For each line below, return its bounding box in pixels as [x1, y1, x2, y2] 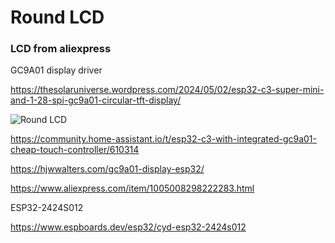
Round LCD [10, 6, 105, 29]
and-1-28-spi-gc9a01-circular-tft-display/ [10, 94, 182, 106]
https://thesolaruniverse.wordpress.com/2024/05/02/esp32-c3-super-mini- [10, 84, 325, 96]
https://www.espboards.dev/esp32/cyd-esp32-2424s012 [10, 221, 247, 233]
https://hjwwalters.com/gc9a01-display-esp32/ [10, 163, 205, 175]
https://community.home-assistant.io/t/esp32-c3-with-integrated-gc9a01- [10, 133, 318, 145]
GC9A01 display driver [10, 64, 103, 76]
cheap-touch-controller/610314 [10, 144, 140, 156]
